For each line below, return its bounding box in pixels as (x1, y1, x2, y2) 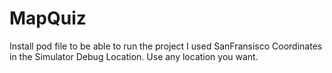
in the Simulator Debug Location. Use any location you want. (9, 50, 259, 62)
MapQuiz (9, 7, 87, 30)
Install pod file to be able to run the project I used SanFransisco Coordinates (9, 40, 323, 52)
